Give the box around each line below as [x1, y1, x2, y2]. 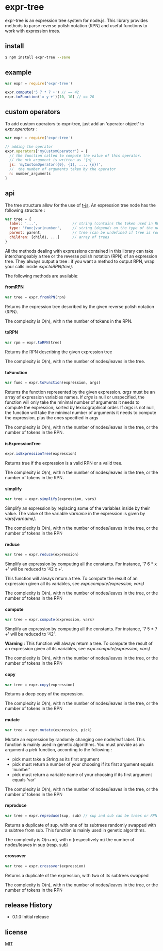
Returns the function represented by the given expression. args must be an [5, 389, 155, 395]
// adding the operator [5, 144, 53, 149]
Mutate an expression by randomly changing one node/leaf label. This [5, 736, 145, 742]
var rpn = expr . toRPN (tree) [5, 340, 62, 345]
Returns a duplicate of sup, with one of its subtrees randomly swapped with [5, 822, 156, 828]
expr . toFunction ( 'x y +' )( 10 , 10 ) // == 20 [5, 94, 95, 100]
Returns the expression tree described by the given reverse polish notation [5, 303, 154, 310]
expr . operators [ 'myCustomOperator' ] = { [5, 149, 88, 154]
